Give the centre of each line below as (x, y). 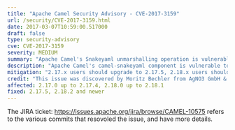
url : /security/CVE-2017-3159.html (59, 20)
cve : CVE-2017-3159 (36, 46)
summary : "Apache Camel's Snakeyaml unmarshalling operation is (103, 59)
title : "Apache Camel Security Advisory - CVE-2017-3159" (93, 14)
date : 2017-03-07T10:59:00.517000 (58, 27)
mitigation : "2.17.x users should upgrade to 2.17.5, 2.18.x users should (119, 72)
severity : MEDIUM (33, 53)
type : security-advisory (43, 40)
